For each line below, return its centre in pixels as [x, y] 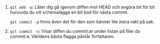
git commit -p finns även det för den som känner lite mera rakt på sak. [82, 22]
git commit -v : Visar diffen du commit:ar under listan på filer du [75, 31]
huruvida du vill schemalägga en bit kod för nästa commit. [69, 12]
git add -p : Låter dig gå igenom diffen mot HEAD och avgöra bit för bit [82, 7]
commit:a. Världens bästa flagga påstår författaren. [62, 36]
